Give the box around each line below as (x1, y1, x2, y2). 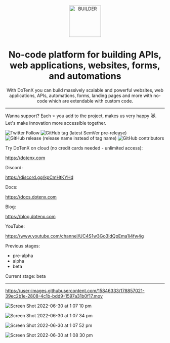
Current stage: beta (5, 273, 46, 279)
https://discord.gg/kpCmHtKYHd (5, 174, 73, 180)
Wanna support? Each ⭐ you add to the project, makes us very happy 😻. (5, 113, 157, 119)
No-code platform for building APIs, (8, 49, 162, 61)
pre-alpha (12, 253, 33, 259)
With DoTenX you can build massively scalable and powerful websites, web (7, 87, 163, 93)
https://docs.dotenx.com (5, 193, 57, 200)
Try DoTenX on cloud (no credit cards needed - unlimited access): (5, 144, 143, 151)
